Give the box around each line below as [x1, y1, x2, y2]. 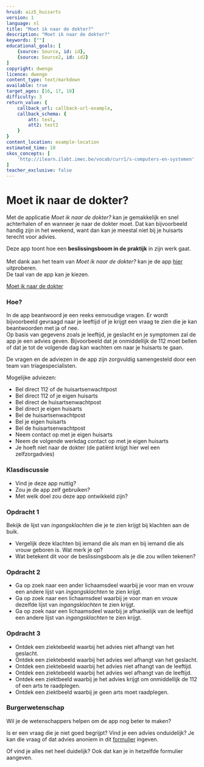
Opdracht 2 [6, 567, 41, 576]
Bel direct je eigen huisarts [15, 405, 82, 413]
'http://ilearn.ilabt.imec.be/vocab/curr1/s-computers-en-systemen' [17, 156, 195, 162]
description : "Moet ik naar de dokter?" [6, 32, 111, 38]
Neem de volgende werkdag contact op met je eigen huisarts [15, 438, 169, 445]
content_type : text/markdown [6, 77, 80, 83]
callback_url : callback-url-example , [17, 105, 113, 111]
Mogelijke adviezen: [6, 374, 57, 381]
